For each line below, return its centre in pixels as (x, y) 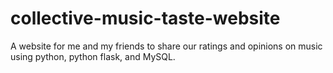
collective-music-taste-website (145, 18)
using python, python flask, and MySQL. (93, 56)
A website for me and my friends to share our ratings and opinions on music (166, 46)
